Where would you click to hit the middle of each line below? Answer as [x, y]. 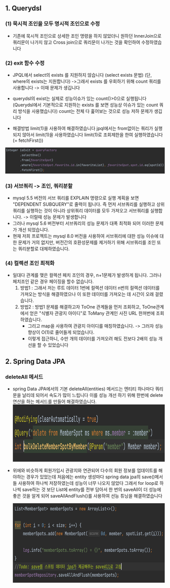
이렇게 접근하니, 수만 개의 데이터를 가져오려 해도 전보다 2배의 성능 [93, 339]
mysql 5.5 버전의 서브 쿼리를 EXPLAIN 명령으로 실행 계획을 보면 [76, 198]
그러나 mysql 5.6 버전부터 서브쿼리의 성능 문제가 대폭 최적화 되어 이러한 [83, 223]
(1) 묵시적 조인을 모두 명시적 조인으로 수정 [53, 24]
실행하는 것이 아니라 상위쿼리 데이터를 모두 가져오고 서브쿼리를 [88, 210]
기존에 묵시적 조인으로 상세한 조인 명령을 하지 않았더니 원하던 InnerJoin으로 [87, 36]
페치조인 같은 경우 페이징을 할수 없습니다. [53, 282]
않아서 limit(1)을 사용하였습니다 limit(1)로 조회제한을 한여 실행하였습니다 [92, 135]
